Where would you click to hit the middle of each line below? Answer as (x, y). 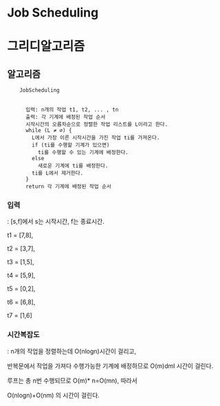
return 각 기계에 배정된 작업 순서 (68, 187)
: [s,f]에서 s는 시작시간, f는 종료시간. (56, 222)
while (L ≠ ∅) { (48, 130)
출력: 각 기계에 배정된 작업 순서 (65, 117)
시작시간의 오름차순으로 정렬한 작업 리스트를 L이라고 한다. (97, 125)
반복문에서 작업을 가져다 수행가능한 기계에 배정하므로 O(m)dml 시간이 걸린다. (110, 366)
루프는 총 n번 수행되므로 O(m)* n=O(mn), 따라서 (72, 380)
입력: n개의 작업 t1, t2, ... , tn (72, 110)
